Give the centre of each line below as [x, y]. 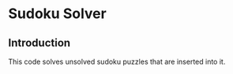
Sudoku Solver [57, 14]
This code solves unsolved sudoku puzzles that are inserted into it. [117, 61]
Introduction [39, 43]
